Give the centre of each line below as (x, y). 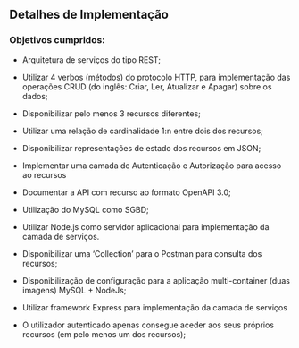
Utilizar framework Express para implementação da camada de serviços (155, 307)
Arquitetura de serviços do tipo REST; (91, 59)
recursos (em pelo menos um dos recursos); (104, 334)
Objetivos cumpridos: (57, 40)
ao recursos (44, 174)
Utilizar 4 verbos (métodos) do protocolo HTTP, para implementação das (156, 77)
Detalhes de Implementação (89, 15)
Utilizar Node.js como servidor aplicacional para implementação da (145, 226)
